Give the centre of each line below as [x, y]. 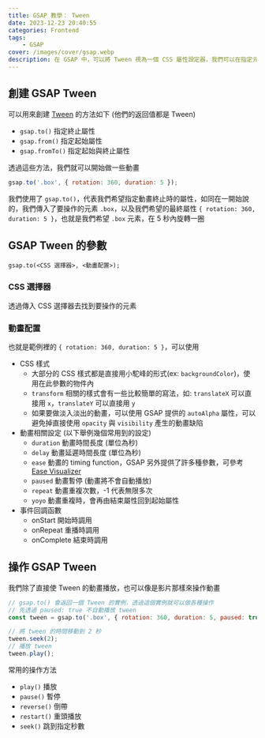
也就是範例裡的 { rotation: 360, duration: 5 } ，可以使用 [104, 346]
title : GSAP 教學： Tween [49, 15]
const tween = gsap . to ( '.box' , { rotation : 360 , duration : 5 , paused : [127, 617]
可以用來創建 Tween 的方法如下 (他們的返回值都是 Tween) [102, 114]
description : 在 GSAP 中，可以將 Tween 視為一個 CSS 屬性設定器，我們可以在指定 [131, 60]
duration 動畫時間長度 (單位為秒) [84, 442]
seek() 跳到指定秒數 [52, 726]
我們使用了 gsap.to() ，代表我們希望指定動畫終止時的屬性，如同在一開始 [125, 198]
